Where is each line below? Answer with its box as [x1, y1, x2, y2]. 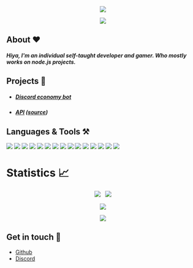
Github [15, 248, 32, 256]
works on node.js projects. [6, 58, 76, 66]
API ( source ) [15, 109, 48, 116]
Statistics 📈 [6, 166, 69, 180]
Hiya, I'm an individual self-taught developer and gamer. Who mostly [6, 52, 187, 59]
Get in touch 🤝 [6, 232, 61, 242]
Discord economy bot [15, 93, 72, 101]
